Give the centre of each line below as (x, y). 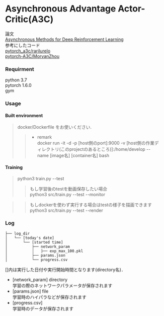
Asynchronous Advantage (61, 9)
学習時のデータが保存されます (43, 309)
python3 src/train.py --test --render (66, 210)
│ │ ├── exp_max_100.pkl (44, 251)
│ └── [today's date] (30, 238)
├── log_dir (17, 233)
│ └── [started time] (34, 242)
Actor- (131, 9)
